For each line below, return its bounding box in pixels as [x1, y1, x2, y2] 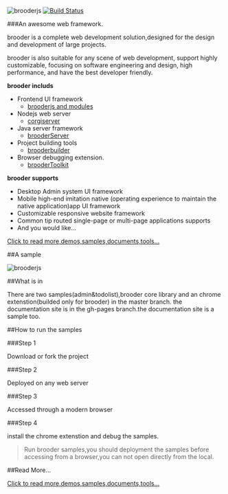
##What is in [7, 277, 43, 285]
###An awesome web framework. [7, 20, 104, 27]
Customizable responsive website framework [16, 210, 146, 217]
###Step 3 [7, 392, 38, 400]
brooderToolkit [27, 161, 69, 168]
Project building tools [16, 139, 78, 147]
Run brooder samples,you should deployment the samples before [23, 445, 209, 453]
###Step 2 [7, 366, 38, 374]
